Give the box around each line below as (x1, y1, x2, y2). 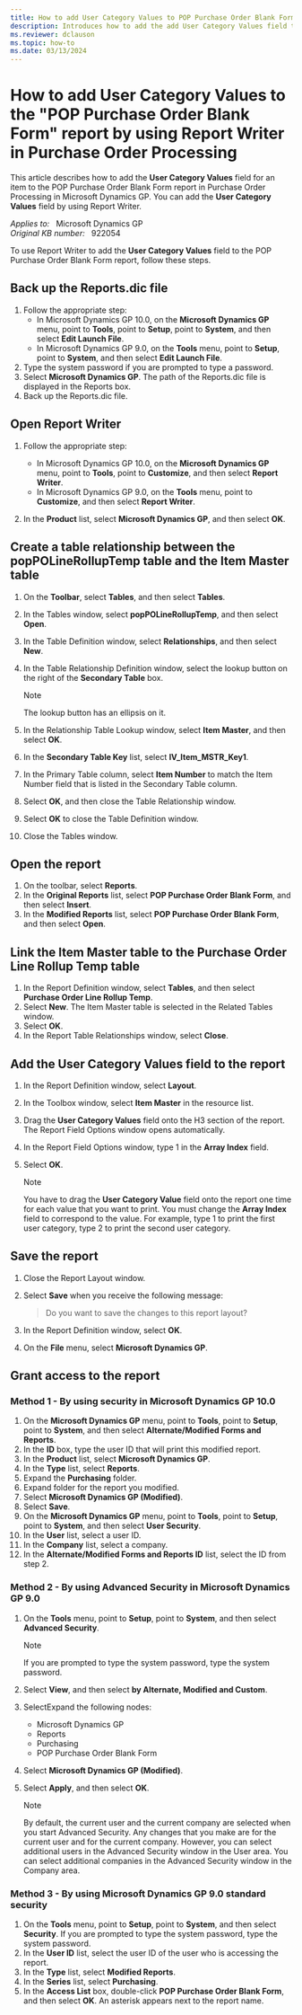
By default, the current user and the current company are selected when (22, 1816, 291, 1828)
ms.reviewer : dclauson (10, 30, 95, 39)
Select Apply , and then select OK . (22, 1782, 150, 1793)
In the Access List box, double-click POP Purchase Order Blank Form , (22, 1986, 285, 1997)
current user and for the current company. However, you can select (22, 1836, 272, 1847)
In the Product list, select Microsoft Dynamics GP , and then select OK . (22, 513, 286, 524)
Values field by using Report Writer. (10, 201, 142, 212)
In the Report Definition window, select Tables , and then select (22, 983, 255, 994)
